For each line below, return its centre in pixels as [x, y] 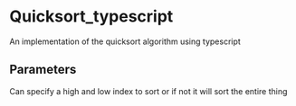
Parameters [43, 70]
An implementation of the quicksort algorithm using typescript [125, 41]
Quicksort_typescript [91, 17]
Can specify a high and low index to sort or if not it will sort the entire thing [148, 91]
